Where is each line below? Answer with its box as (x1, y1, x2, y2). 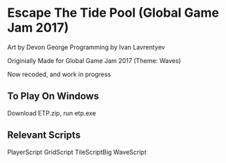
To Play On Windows (7, 90, 99, 102)
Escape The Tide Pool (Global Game (7, 5, 220, 21)
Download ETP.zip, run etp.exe (7, 108, 97, 117)
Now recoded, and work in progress (7, 70, 111, 78)
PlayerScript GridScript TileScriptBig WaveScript (7, 148, 147, 156)
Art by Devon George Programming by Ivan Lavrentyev (7, 43, 166, 51)
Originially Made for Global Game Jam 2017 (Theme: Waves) (7, 56, 181, 64)
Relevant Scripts (7, 129, 81, 141)
